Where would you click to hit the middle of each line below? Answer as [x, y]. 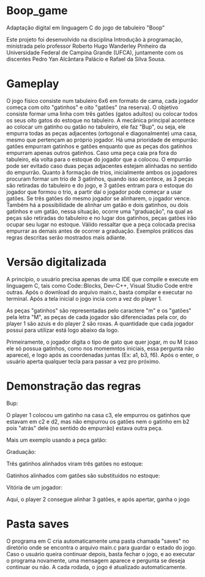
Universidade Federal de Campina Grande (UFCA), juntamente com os [95, 52]
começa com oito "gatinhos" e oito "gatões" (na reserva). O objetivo [92, 107]
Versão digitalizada [57, 262]
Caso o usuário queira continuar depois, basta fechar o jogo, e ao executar [101, 554]
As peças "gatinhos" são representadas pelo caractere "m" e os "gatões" [99, 311]
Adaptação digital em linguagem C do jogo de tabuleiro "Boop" [86, 28]
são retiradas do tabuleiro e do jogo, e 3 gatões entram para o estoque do [99, 185]
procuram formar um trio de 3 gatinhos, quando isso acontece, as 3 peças [100, 179]
